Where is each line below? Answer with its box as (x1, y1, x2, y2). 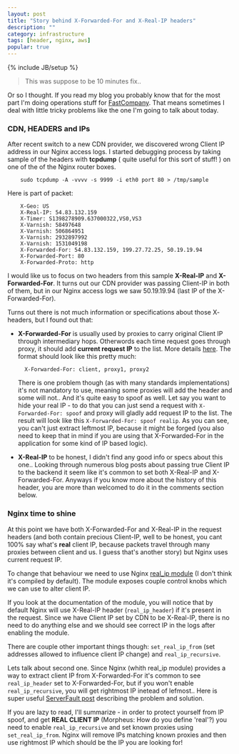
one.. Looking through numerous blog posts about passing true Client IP (17, 461, 230, 469)
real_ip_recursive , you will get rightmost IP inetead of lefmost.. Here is (7, 686, 218, 695)
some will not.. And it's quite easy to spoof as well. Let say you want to (17, 394, 226, 402)
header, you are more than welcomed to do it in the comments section (17, 483, 224, 492)
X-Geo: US (20, 203, 50, 210)
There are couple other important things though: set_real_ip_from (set (7, 642, 215, 651)
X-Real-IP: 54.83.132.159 (20, 209, 98, 216)
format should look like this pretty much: (17, 352, 137, 361)
